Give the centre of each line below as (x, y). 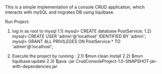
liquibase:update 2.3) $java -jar (43, 61)
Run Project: (17, 22)
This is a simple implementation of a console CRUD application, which (75, 7)
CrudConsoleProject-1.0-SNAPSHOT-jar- (117, 61)
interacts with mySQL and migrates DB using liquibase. (60, 12)
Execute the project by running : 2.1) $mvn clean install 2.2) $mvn (77, 56)
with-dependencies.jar (35, 66)
